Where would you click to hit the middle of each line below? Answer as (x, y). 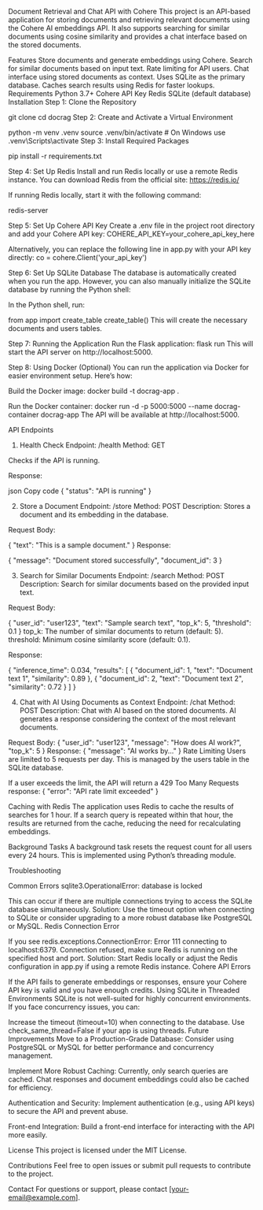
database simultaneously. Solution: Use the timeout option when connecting (131, 909)
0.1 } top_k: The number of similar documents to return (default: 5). (116, 631)
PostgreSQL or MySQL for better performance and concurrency (111, 1047)
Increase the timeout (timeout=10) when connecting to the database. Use (126, 1022)
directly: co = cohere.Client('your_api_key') (78, 258)
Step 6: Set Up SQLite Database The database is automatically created (122, 273)
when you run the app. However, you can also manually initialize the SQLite (130, 281)
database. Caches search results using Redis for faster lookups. (111, 85)
